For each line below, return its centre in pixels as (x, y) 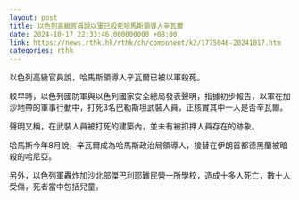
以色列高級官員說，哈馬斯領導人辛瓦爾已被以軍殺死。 (107, 78)
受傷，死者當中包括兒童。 (56, 187)
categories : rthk (42, 51)
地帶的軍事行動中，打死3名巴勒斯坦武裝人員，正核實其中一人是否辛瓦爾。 (152, 107)
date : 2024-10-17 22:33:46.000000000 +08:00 (93, 34)
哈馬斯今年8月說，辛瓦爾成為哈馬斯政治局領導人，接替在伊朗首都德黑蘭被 (145, 146)
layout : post (33, 17)
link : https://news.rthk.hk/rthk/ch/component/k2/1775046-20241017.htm (145, 42)
